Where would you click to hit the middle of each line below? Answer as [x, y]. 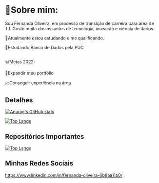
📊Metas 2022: [20, 62]
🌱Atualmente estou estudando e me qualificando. [55, 38]
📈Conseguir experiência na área [38, 83]
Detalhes [19, 100]
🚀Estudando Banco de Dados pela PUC [44, 47]
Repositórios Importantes [45, 137]
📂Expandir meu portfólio [29, 73]
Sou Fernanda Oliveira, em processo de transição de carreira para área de [80, 23]
